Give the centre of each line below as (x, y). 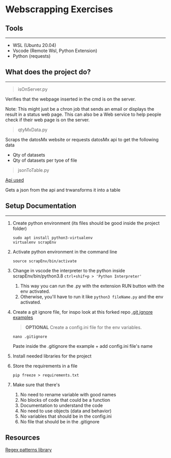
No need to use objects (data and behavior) (66, 411)
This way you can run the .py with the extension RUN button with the (92, 286)
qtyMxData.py (33, 130)
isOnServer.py (33, 89)
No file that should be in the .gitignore (60, 421)
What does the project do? (48, 72)
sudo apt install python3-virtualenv (53, 238)
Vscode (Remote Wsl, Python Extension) (55, 50)
